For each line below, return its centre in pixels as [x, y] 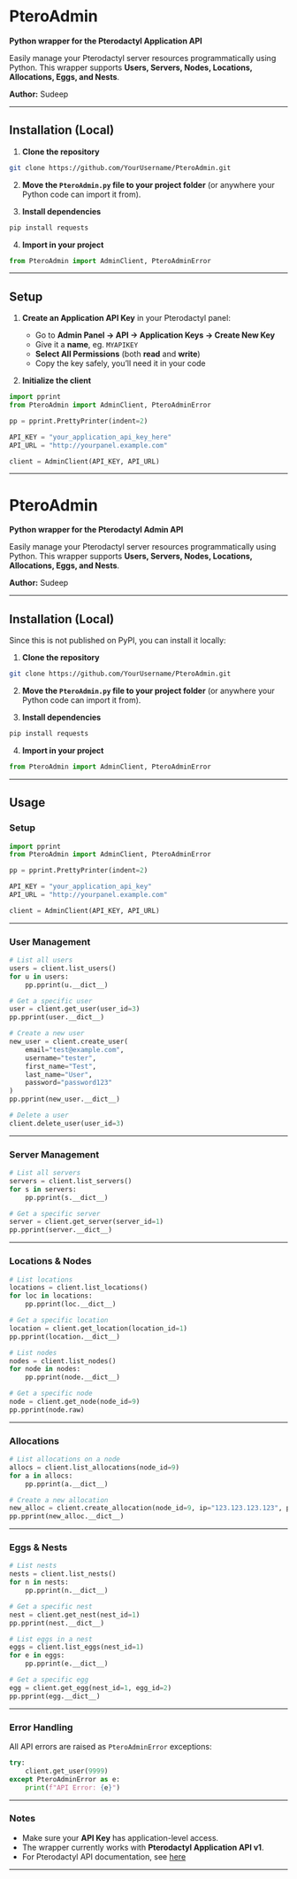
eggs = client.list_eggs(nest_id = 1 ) [76, 1647]
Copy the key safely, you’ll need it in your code [120, 363]
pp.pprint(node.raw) [47, 1410]
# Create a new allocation [59, 1500]
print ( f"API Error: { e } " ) [73, 1788]
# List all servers [45, 1173]
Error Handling [41, 1727]
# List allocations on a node [65, 1460]
